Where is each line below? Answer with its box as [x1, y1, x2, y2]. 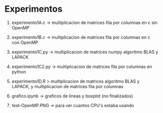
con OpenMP [11, 39, 39, 45]
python [11, 68, 26, 74]
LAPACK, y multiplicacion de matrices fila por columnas [11, 83, 123, 89]
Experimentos [4, 3, 63, 15]
